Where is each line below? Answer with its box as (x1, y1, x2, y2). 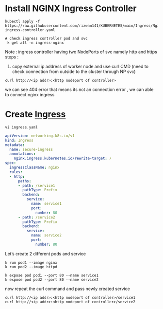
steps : (5, 54, 18, 60)
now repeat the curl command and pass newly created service (5, 286, 130, 291)
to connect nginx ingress (5, 91, 55, 97)
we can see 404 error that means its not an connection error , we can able (5, 86, 154, 92)
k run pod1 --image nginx (5, 260, 57, 265)
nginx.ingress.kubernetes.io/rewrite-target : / (14, 156, 112, 161)
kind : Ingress (5, 138, 34, 143)
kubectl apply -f (5, 19, 40, 24)
